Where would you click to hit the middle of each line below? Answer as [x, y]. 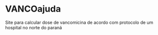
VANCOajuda [33, 9]
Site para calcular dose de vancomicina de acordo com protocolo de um [79, 22]
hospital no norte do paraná [34, 27]
